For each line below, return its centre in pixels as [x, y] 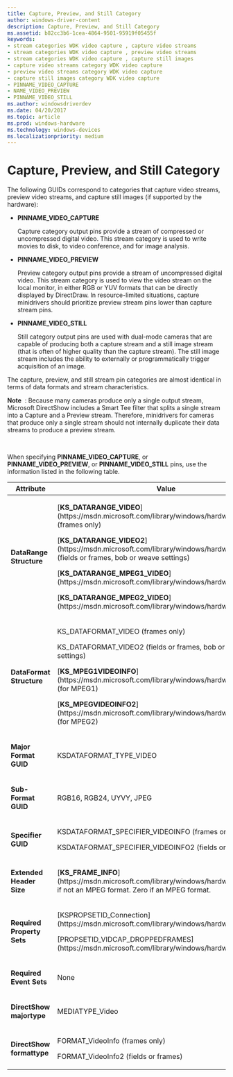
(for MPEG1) [78, 689]
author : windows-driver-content [54, 20]
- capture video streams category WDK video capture [85, 65]
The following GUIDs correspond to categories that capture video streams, [114, 190]
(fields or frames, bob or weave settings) [124, 558]
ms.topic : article [34, 117]
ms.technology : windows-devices [54, 130]
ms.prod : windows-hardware [46, 123]
